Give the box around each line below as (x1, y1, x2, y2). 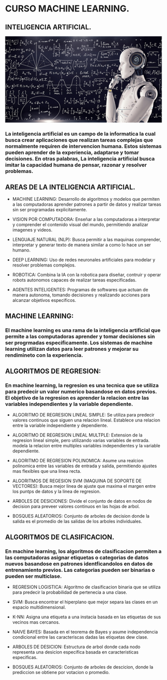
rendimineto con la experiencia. (5, 352, 83, 359)
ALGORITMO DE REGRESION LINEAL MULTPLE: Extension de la (12, 432, 143, 438)
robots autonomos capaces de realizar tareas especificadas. (12, 277, 137, 283)
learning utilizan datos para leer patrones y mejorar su (5, 345, 139, 352)
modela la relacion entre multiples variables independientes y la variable (12, 443, 161, 449)
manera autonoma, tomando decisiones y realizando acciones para (12, 292, 151, 298)
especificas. (12, 655, 38, 661)
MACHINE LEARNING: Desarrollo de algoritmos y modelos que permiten (12, 196, 160, 202)
